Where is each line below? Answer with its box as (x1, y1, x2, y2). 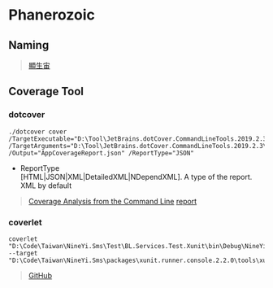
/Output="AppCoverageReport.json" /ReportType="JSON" (8, 149, 195, 157)
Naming (8, 38, 50, 52)
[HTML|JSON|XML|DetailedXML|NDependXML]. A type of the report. (19, 172, 253, 181)
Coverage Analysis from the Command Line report (28, 196, 197, 206)
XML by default (19, 181, 71, 190)
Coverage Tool (8, 85, 84, 98)
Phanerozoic (8, 6, 95, 24)
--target (8, 249, 38, 257)
